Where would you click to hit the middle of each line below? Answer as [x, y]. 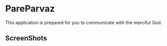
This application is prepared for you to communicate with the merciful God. [84, 22]
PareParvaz [30, 9]
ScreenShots [26, 38]
